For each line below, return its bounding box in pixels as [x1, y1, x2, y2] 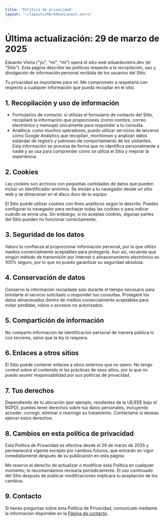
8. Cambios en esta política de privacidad [5, 429, 134, 438]
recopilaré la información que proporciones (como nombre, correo [12, 117, 146, 123]
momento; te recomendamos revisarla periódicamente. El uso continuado [5, 467, 153, 473]
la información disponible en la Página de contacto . [5, 510, 109, 516]
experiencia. [12, 154, 38, 159]
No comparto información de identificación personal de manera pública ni [5, 329, 154, 335]
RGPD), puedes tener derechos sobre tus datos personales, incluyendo [5, 405, 149, 411]
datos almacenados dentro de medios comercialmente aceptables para [5, 297, 149, 303]
